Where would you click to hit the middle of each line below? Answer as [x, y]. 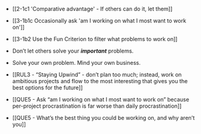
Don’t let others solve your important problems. [73, 51]
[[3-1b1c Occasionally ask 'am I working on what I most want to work [99, 20]
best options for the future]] [47, 87]
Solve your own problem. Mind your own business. [76, 63]
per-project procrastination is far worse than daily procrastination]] [97, 106]
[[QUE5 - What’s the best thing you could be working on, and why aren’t [103, 118]
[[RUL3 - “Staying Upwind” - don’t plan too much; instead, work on [97, 75]
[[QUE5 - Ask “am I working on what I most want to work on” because [100, 99]
